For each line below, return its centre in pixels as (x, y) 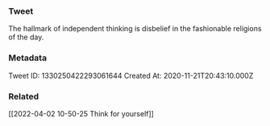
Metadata (27, 58)
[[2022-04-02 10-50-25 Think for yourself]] (81, 113)
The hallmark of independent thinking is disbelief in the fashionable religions (135, 29)
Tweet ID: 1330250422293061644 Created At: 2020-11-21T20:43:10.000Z (131, 75)
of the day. (26, 37)
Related (24, 96)
